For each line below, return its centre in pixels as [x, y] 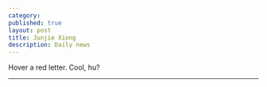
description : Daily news [49, 45]
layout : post [30, 30]
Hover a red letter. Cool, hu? [54, 67]
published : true [35, 23]
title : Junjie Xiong [43, 38]
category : [25, 15]
